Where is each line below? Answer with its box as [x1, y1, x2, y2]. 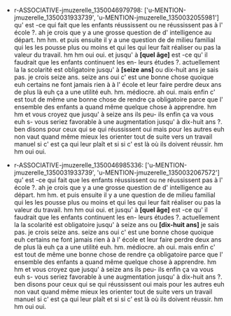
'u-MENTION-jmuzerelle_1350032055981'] [97, 13, 219, 22]
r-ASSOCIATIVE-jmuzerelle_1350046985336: [13, 161, 143, 169]
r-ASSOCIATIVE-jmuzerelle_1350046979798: [13, 6, 143, 14]
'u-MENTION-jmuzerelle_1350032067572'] [97, 168, 220, 177]
